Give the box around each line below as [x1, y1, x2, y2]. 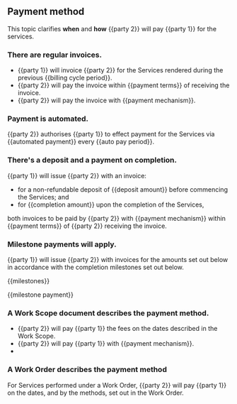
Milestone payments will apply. [7, 239, 117, 249]
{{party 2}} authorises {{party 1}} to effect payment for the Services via [7, 130, 215, 138]
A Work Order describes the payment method [7, 365, 168, 375]
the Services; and [17, 192, 69, 201]
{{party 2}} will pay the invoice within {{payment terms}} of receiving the [17, 81, 230, 89]
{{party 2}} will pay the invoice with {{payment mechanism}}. [17, 96, 196, 105]
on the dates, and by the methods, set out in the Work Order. [7, 388, 184, 397]
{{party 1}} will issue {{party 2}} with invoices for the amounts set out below [7, 256, 229, 263]
